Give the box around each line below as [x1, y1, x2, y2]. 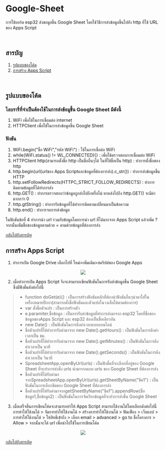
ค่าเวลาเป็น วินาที [25, 355, 53, 361]
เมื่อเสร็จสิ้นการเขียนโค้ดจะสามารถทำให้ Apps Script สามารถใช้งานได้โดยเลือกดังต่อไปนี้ [12, 403, 157, 409]
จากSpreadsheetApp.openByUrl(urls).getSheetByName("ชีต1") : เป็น [25, 377, 159, 383]
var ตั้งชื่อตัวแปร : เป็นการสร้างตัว [25, 305, 80, 311]
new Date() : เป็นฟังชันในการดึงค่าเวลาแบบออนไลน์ [25, 321, 112, 327]
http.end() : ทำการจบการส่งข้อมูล [12, 207, 70, 213]
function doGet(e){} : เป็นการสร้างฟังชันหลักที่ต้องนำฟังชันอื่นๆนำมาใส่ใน [25, 294, 149, 300]
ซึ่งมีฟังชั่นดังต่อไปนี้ [12, 284, 44, 290]
